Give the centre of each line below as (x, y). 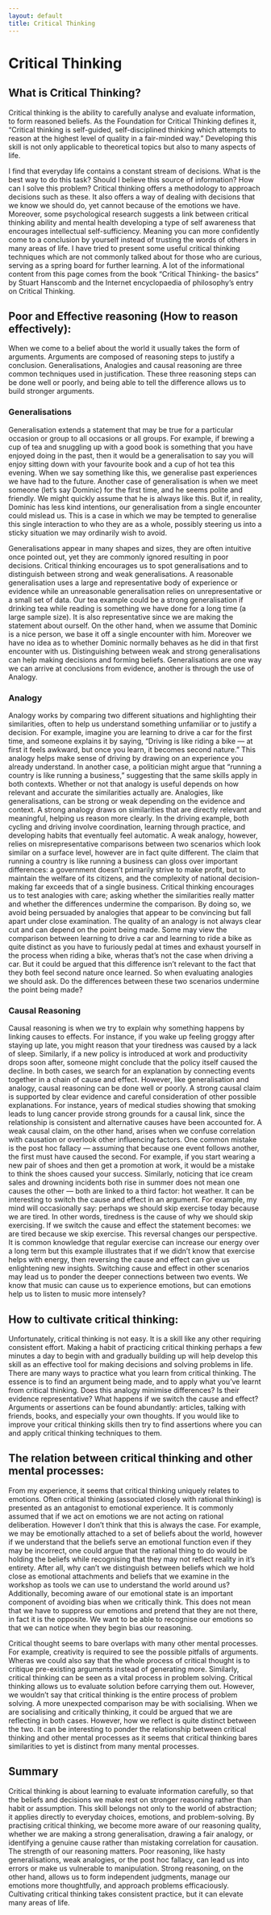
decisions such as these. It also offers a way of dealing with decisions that (132, 197)
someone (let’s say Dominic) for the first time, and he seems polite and (126, 490)
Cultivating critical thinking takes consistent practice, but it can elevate (126, 1894)
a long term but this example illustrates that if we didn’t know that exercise (132, 1251)
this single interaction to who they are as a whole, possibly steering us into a (135, 524)
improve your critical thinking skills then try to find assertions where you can (135, 1424)
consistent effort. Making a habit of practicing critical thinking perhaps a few (135, 1348)
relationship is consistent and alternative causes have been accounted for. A (135, 1123)
